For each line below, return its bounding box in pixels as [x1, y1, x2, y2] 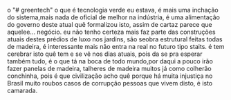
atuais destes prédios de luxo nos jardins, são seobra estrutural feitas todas [7, 35, 223, 43]
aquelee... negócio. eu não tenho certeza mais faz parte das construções [7, 28, 216, 36]
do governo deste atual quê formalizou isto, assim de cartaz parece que [7, 21, 212, 28]
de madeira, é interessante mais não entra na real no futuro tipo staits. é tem [7, 43, 225, 50]
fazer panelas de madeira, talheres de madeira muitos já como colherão [7, 65, 212, 72]
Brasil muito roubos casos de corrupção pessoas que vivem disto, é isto [7, 79, 213, 87]
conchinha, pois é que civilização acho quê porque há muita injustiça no [7, 72, 213, 80]
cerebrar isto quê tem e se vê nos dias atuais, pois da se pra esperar [7, 50, 203, 58]
